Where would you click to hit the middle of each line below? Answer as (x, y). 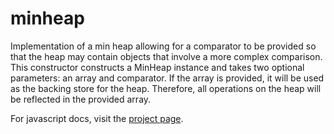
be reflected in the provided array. (81, 99)
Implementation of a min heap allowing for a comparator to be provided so (163, 46)
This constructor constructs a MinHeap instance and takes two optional (157, 67)
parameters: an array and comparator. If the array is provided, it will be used (167, 78)
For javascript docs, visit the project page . (97, 118)
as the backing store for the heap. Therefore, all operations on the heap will (166, 88)
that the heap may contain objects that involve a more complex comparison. (166, 56)
